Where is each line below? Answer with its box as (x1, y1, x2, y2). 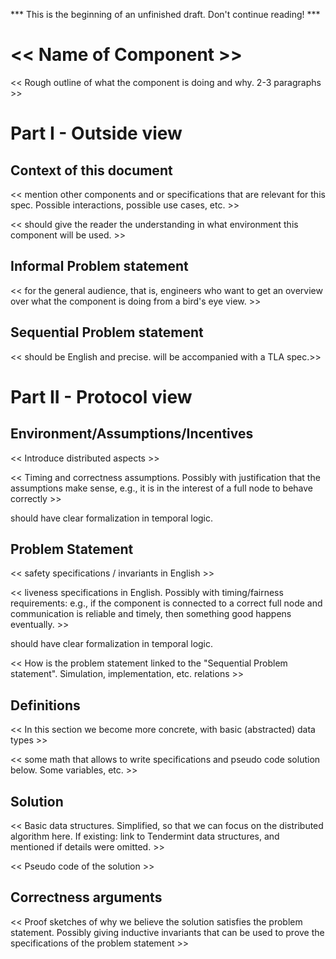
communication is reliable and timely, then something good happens (10, 608, 292, 620)
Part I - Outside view (10, 122, 183, 145)
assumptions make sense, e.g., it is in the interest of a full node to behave (10, 482, 314, 494)
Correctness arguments (10, 889, 163, 906)
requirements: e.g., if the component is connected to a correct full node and (10, 597, 323, 609)
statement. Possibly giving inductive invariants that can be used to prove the (10, 926, 325, 938)
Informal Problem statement (10, 258, 189, 275)
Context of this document (10, 162, 173, 179)
